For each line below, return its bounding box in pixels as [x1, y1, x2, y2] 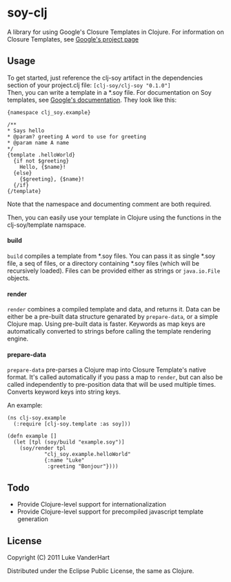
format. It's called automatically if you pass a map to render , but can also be [7, 373, 223, 381]
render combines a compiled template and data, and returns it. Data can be [7, 305, 221, 313]
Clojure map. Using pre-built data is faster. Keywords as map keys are [7, 320, 205, 328]
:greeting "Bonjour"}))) [47, 463, 119, 470]
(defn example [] [7, 433, 57, 440]
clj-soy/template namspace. [7, 220, 86, 229]
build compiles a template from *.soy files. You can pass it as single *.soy [7, 251, 216, 260]
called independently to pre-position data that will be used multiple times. [7, 381, 216, 389]
